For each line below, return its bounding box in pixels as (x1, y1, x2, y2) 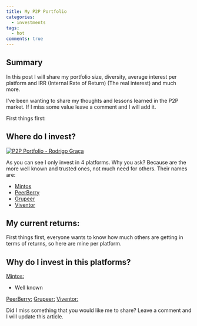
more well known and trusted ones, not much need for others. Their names (6, 165, 188, 172)
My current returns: (6, 219, 80, 228)
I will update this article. (6, 313, 64, 320)
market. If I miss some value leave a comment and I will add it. (6, 103, 156, 110)
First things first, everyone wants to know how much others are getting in (6, 234, 183, 241)
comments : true (6, 36, 44, 42)
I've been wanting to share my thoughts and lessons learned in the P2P (6, 97, 179, 104)
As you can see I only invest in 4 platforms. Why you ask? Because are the (6, 159, 186, 166)
